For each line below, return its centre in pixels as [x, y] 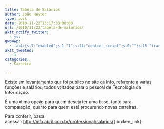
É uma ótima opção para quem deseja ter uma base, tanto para [68, 102]
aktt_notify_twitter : [27, 32]
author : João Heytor [26, 14]
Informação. [17, 92]
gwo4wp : [13, 41]
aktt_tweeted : [20, 50]
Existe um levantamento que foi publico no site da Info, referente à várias [79, 82]
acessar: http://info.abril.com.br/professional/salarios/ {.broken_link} [73, 122]
